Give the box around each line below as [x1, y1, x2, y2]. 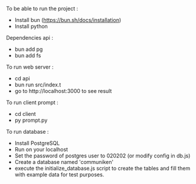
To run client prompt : [6, 99, 59, 106]
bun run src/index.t [14, 81, 61, 88]
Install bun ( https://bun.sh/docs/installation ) [14, 17, 122, 23]
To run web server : [6, 63, 54, 70]
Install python [14, 23, 48, 30]
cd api [14, 75, 31, 82]
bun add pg [14, 46, 43, 53]
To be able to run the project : [6, 5, 79, 12]
